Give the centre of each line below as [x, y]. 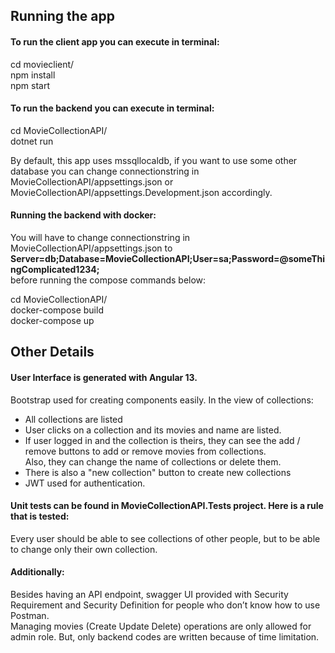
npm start [30, 85]
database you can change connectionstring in [105, 171]
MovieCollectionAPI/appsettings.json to [91, 248]
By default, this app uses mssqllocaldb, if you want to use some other [154, 160]
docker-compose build [57, 310]
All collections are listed [73, 419]
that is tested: [40, 516]
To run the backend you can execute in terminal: [112, 108]
